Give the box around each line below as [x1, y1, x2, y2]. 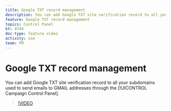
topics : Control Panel [5, 21, 53, 27]
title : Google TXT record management [5, 7, 85, 13]
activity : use [5, 36, 36, 41]
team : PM [5, 41, 24, 46]
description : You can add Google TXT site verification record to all [5, 12, 158, 17]
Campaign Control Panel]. [5, 90, 60, 96]
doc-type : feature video [5, 31, 58, 36]
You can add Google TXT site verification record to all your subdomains [5, 79, 155, 86]
